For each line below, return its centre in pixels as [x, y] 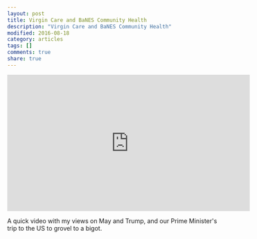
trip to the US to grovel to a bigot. [55, 228]
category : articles [35, 39]
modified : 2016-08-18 [38, 33]
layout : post [26, 14]
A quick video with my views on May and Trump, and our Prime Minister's [112, 221]
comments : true [29, 53]
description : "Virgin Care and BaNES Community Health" [89, 26]
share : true [24, 59]
